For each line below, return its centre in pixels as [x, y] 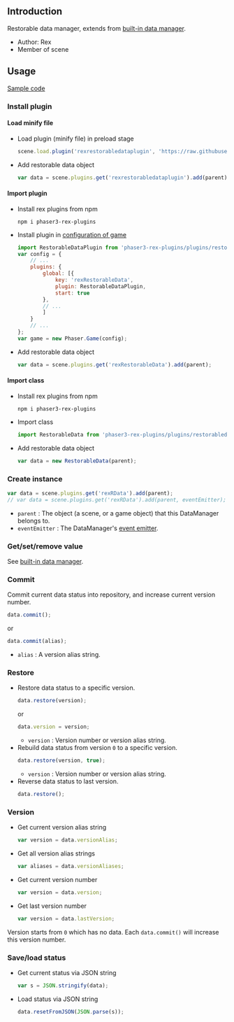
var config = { [39, 254]
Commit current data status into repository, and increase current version [111, 595]
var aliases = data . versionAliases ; [71, 867]
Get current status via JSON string [67, 972]
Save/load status [37, 958]
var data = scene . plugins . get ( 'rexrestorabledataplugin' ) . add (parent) [122, 178]
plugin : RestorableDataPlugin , [101, 286]
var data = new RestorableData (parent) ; [77, 461]
